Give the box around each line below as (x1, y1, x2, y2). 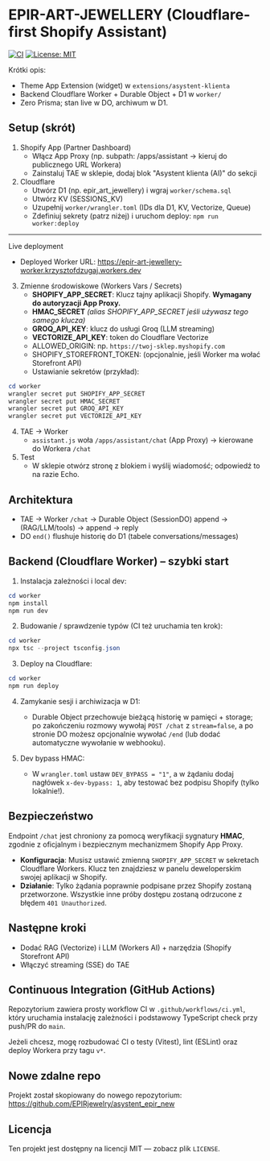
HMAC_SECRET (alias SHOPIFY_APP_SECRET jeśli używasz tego (31, 306, 249, 316)
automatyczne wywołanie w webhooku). (31, 737, 166, 747)
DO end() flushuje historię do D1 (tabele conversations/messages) (19, 531, 239, 541)
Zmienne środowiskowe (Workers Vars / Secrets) (19, 280, 182, 291)
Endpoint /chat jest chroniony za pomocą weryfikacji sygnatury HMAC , (8, 831, 245, 840)
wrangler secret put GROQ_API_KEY (8, 404, 125, 413)
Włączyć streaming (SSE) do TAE (19, 960, 130, 969)
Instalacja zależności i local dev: (19, 576, 127, 586)
